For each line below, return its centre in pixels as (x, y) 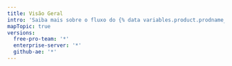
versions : (21, 33)
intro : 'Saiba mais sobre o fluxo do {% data (74, 20)
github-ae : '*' (35, 52)
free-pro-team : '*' (41, 39)
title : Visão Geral (35, 13)
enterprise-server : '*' (47, 45)
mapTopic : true (29, 26)
